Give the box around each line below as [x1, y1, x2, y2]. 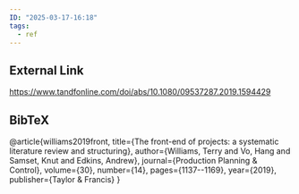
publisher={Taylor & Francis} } [9, 174, 121, 184]
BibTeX [9, 113, 49, 128]
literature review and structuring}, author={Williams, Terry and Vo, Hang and [9, 146, 291, 156]
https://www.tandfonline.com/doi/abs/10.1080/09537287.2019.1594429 [9, 87, 271, 97]
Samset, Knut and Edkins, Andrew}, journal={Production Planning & [9, 156, 258, 165]
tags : [9, 21, 30, 30]
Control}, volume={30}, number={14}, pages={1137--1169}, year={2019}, [9, 164, 278, 175]
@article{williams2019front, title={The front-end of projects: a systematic [9, 136, 279, 147]
